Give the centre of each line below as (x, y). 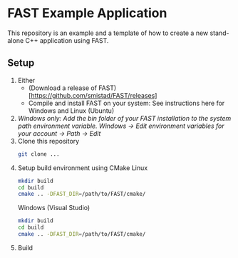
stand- (219, 33)
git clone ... (38, 154)
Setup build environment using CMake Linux (83, 168)
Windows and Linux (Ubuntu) (71, 110)
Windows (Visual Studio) (54, 208)
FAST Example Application (87, 13)
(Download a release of (63, 88)
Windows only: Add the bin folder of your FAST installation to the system (124, 118)
